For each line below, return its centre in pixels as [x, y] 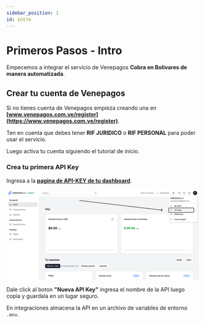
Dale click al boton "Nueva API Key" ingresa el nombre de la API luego [96, 289]
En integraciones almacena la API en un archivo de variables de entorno [97, 308]
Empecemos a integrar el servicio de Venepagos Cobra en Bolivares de [97, 67]
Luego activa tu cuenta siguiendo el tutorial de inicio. [73, 151]
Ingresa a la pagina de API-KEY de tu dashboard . [69, 180]
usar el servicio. [27, 139]
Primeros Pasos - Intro [64, 51]
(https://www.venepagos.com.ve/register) [62, 121]
